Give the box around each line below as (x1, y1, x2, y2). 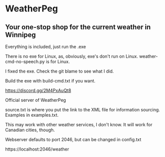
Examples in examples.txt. (5, 112, 59, 118)
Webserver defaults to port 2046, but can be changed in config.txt (5, 137, 142, 142)
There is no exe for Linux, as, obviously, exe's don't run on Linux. (5, 53, 138, 59)
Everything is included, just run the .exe (5, 44, 86, 50)
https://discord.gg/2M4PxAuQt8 (5, 87, 71, 93)
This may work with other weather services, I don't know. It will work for (5, 122, 153, 127)
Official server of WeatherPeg (5, 97, 66, 103)
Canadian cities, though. (5, 127, 55, 133)
